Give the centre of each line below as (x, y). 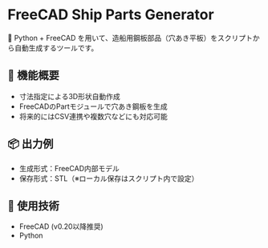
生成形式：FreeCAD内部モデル (69, 168)
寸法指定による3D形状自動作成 (70, 96)
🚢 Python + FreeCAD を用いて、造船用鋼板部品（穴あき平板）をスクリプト (130, 38)
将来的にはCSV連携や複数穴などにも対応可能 (93, 116)
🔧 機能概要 (33, 76)
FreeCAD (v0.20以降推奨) (61, 226)
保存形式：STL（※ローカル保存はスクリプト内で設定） (109, 178)
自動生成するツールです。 (56, 48)
